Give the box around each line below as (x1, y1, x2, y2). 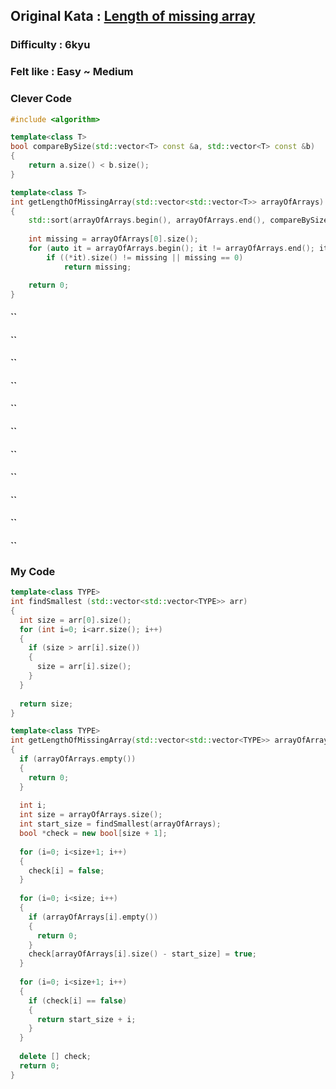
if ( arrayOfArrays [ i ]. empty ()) (28, 912, 159, 922)
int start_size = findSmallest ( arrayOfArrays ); (19, 819, 222, 829)
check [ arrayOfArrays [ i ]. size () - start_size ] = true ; (28, 949, 257, 959)
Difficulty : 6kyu (10, 38, 91, 52)
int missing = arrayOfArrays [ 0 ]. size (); (28, 234, 199, 244)
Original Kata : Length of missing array (10, 8, 256, 25)
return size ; (19, 699, 74, 709)
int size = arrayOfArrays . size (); (19, 810, 163, 820)
